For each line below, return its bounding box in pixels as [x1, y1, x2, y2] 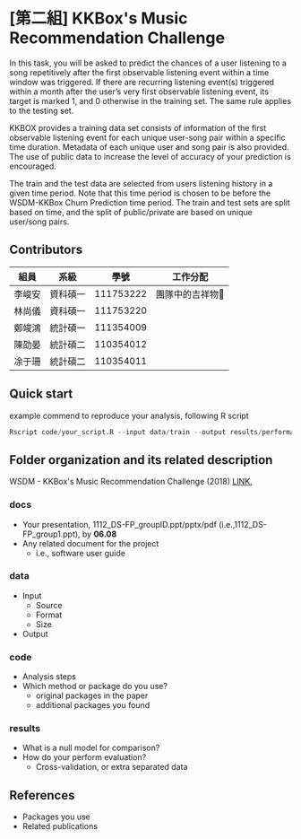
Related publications [21, 821, 99, 832]
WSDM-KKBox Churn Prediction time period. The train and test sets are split [9, 197, 291, 207]
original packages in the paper [35, 690, 149, 701]
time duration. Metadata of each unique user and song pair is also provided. [9, 141, 289, 153]
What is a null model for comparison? [21, 742, 160, 754]
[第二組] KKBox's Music [9, 8, 188, 29]
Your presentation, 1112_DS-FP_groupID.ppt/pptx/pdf [21, 519, 218, 529]
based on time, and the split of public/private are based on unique [9, 206, 253, 217]
